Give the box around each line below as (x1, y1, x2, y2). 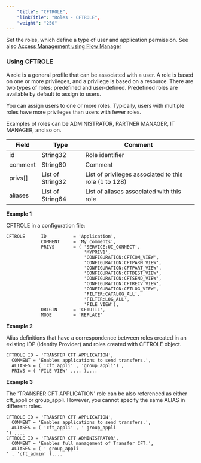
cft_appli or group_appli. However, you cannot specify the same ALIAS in (6, 396, 185, 403)
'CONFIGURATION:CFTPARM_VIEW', (83, 259, 162, 265)
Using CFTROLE (6, 58, 54, 66)
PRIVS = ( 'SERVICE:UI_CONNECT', (41, 244, 141, 250)
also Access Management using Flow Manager (6, 43, 121, 50)
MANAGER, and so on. (6, 126, 62, 134)
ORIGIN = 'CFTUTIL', (41, 307, 106, 313)
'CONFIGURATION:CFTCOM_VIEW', (83, 254, 160, 261)
